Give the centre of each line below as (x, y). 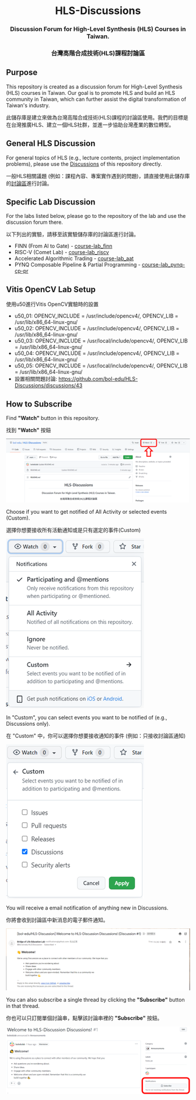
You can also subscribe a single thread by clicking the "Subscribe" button (95, 1000)
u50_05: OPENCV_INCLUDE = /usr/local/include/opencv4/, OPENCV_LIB (101, 366)
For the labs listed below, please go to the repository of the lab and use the (96, 216)
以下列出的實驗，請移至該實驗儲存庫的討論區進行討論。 (72, 234)
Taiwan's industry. (28, 105)
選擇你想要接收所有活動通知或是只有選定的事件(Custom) (73, 530)
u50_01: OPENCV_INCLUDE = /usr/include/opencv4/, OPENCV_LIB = (97, 316)
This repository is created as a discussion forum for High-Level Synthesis (94, 87)
